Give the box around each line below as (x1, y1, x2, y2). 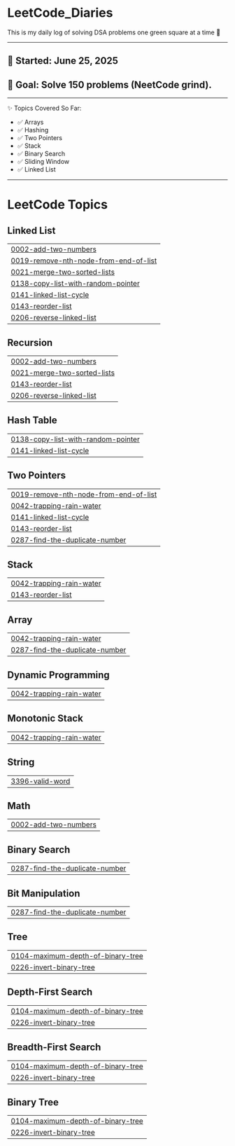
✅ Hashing (17, 126, 49, 134)
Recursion (7, 336, 53, 348)
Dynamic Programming (7, 669, 110, 681)
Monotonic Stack (7, 712, 84, 724)
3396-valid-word (10, 776, 71, 786)
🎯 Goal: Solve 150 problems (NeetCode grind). (7, 78, 212, 90)
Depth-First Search (7, 986, 93, 998)
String (7, 757, 35, 768)
